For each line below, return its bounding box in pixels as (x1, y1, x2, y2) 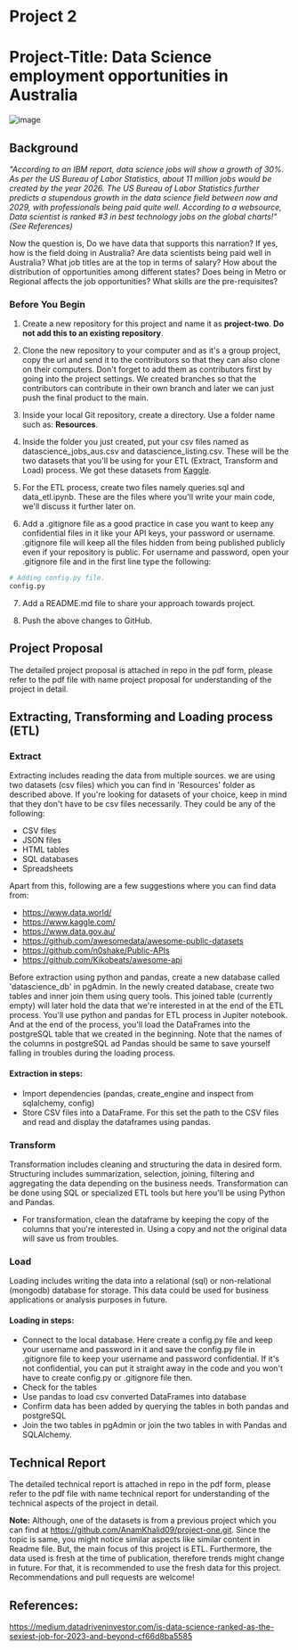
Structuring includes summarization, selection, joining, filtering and (9, 1168, 255, 1178)
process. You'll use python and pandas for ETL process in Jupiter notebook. (9, 1010, 288, 1021)
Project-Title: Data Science (9, 47, 212, 68)
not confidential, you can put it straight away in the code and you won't (21, 1363, 283, 1374)
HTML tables (21, 844, 69, 855)
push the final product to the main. (21, 392, 149, 403)
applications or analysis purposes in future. (9, 1294, 168, 1305)
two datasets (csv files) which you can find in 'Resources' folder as (9, 780, 255, 791)
